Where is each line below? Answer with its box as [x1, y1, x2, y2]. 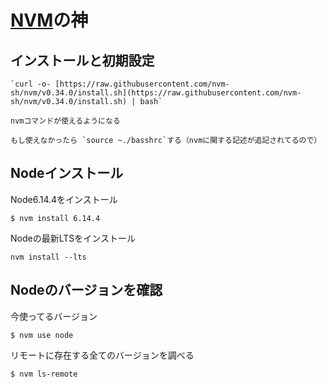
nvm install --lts [10, 252, 87, 262]
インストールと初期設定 [10, 52, 155, 69]
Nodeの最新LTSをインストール [10, 232, 136, 244]
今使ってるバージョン [10, 310, 98, 322]
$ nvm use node [10, 330, 74, 340]
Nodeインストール [10, 165, 124, 182]
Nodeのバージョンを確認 [10, 282, 163, 299]
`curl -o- [10, 79, 52, 89]
